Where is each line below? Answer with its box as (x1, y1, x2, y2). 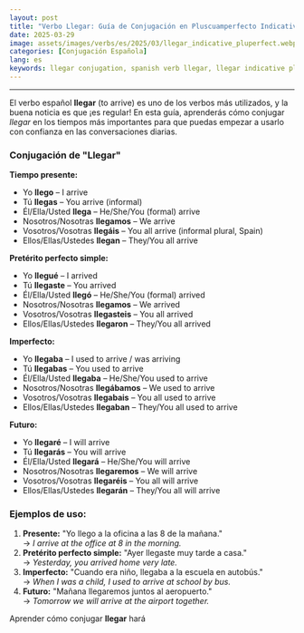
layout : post (9, 13, 59, 23)
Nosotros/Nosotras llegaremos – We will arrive (22, 466, 198, 477)
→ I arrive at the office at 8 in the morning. (22, 538, 182, 549)
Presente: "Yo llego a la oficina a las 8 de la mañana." (22, 528, 223, 540)
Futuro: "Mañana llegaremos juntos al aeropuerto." (22, 586, 213, 597)
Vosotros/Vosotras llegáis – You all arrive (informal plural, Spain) (22, 226, 264, 237)
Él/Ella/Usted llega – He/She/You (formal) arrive (22, 206, 201, 218)
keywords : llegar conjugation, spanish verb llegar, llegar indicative (9, 64, 285, 73)
